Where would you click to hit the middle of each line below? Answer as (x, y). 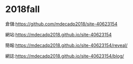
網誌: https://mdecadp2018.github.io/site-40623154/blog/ (65, 56)
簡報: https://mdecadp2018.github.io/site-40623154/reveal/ (66, 45)
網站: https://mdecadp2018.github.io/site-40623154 (59, 34)
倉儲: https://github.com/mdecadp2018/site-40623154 (61, 24)
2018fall (23, 9)
